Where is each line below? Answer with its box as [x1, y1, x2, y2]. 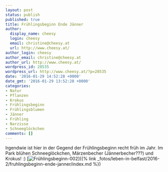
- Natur [5, 88, 22, 93]
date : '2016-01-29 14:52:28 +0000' [5, 74, 81, 79]
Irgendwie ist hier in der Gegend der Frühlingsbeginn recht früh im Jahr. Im [5, 145, 163, 151]
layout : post [5, 7, 33, 13]
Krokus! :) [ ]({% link [5, 156, 96, 162]
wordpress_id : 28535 [5, 64, 50, 69]
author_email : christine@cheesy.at [5, 55, 81, 60]
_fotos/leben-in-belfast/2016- [97, 156, 160, 162]
